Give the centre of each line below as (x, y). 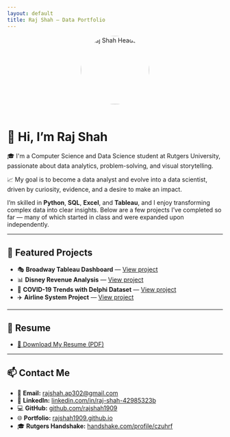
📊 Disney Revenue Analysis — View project (80, 280)
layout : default (30, 13)
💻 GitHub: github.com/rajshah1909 (67, 408)
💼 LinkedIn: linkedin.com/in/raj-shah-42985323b (86, 400)
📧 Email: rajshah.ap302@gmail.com (67, 393)
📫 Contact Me (39, 373)
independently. (28, 225)
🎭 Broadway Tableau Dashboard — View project (88, 270)
